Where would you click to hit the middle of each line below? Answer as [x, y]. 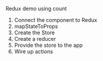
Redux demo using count [36, 9]
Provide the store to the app [48, 45]
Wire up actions [33, 52]
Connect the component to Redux [56, 20]
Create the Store [34, 33]
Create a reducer [35, 39]
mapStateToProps [36, 26]
